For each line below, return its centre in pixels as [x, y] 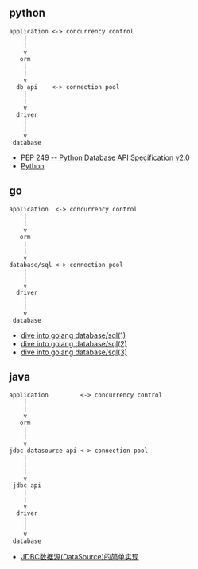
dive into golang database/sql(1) [73, 335]
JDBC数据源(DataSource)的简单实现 [80, 557]
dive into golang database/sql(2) [74, 343]
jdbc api [27, 486]
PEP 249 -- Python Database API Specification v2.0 [105, 157]
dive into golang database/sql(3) [74, 352]
